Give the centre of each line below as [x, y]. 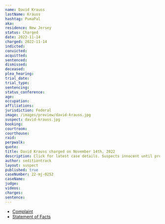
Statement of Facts [31, 217]
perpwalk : [15, 143]
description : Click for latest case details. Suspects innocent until [79, 156]
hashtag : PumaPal [23, 19]
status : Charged [22, 32]
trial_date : [17, 78]
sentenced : [16, 60]
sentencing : [17, 87]
